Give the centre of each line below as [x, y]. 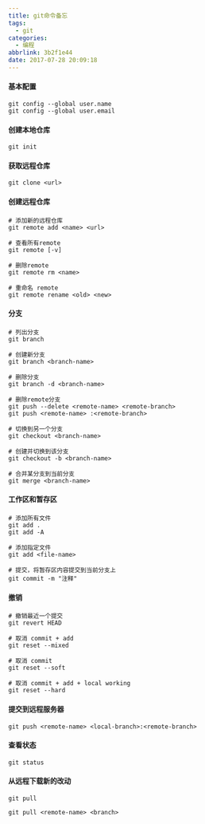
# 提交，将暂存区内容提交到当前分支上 [62, 570]
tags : [17, 23]
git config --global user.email [62, 111]
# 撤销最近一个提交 [36, 616]
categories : [28, 38]
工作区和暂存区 [33, 499]
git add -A [26, 532]
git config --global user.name [60, 104]
